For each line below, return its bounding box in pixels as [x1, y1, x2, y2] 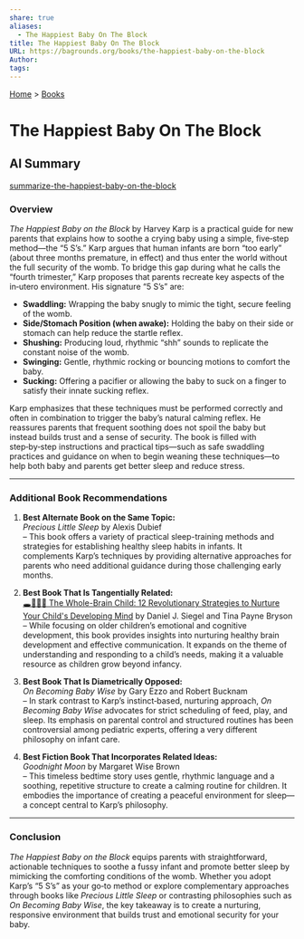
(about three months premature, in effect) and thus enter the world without [9, 253, 288, 263]
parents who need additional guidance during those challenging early [22, 561, 282, 571]
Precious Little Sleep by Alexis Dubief [22, 522, 163, 532]
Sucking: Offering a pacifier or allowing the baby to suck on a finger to [22, 376, 287, 387]
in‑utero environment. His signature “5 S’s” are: [9, 282, 185, 292]
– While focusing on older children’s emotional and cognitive [22, 620, 247, 631]
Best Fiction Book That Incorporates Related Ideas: [22, 752, 218, 762]
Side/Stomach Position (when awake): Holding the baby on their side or [22, 318, 294, 329]
